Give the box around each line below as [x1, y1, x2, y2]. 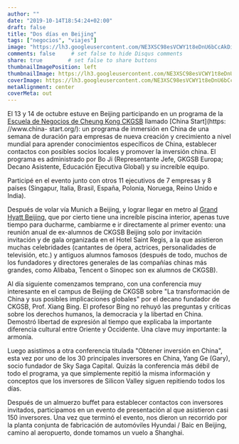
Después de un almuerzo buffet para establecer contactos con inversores [7, 398, 224, 407]
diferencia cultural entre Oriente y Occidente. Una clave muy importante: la [7, 325, 228, 334]
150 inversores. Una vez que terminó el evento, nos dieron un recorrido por [7, 413, 228, 422]
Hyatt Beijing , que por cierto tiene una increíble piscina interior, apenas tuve [7, 213, 230, 222]
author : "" [7, 10, 40, 18]
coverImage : [7, 76, 43, 84]
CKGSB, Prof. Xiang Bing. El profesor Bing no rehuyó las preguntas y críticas [7, 302, 231, 311]
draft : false [7, 24, 46, 31]
